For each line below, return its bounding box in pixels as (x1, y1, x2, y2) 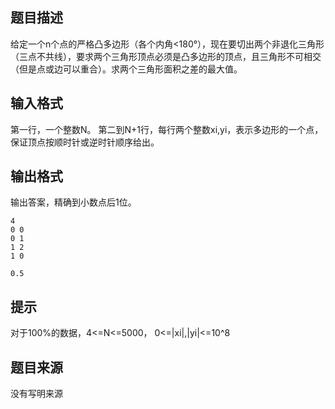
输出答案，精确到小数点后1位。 (10, 196, 137, 208)
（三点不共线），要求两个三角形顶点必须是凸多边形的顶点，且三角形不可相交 (10, 50, 322, 62)
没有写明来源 (10, 388, 63, 400)
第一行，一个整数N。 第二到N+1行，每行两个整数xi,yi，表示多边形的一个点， (10, 123, 324, 135)
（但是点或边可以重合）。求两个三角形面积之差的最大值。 (10, 63, 243, 75)
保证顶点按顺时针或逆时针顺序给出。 (10, 136, 160, 148)
